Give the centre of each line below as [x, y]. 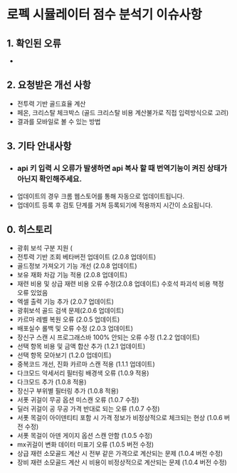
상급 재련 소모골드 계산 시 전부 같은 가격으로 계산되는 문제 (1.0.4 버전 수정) [120, 454]
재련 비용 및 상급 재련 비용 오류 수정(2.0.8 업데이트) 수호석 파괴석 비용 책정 [120, 284]
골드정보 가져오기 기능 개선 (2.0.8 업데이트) [77, 266]
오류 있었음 [32, 293]
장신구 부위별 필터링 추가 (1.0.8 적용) [68, 391]
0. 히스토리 [30, 229]
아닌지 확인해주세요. [49, 179]
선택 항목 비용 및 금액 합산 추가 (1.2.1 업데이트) [81, 347]
